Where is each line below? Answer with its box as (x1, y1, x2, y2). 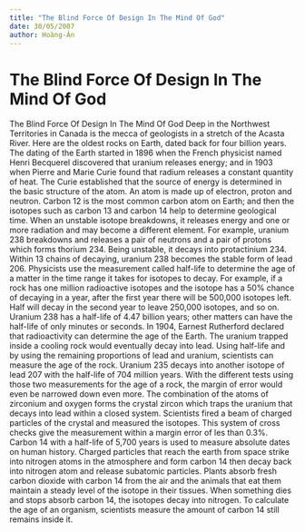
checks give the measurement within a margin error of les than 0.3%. (9, 428, 269, 438)
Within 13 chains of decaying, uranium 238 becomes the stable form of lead (9, 253, 293, 264)
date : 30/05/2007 (9, 22, 75, 31)
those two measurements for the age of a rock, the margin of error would (9, 379, 283, 390)
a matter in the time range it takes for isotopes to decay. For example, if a (9, 273, 283, 284)
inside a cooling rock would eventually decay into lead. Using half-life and (9, 340, 286, 351)
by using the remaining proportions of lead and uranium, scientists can (9, 350, 274, 361)
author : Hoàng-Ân (9, 30, 75, 39)
